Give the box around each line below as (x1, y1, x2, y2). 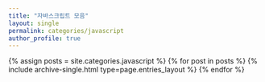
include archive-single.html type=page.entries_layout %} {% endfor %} (8, 65, 245, 75)
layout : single (8, 19, 60, 27)
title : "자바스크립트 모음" (8, 11, 89, 20)
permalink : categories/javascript (8, 27, 125, 35)
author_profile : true (8, 34, 81, 43)
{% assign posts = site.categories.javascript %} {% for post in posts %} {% (8, 56, 258, 66)
